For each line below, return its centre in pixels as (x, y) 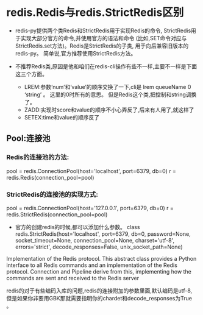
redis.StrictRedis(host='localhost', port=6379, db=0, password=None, (103, 234)
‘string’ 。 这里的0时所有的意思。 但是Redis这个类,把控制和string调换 (110, 94)
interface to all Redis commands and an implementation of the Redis (92, 265)
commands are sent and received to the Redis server (73, 278)
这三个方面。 (31, 74)
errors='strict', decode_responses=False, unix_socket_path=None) (99, 247)
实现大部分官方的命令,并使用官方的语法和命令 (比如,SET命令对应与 (104, 38)
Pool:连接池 (28, 139)
